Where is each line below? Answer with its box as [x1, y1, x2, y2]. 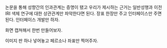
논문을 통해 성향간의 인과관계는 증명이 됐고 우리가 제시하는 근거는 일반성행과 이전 [5, 4, 163, 10]
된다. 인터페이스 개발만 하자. [5, 17, 60, 22]
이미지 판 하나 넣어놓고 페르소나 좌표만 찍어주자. [5, 38, 99, 44]
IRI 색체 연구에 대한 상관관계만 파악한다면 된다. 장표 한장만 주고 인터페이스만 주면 [5, 10, 162, 16]
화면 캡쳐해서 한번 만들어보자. [5, 27, 63, 33]
